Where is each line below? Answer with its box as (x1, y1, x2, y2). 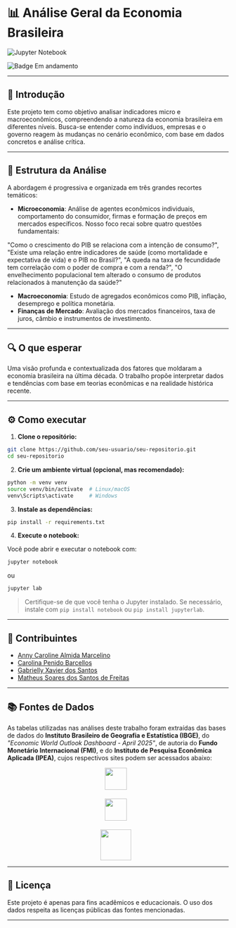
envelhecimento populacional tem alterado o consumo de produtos (7, 270, 202, 279)
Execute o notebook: (17, 531, 79, 539)
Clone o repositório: (17, 432, 77, 441)
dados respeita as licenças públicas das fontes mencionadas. (7, 905, 185, 914)
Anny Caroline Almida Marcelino (17, 651, 111, 659)
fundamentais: (17, 226, 60, 236)
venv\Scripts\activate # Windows (7, 492, 118, 499)
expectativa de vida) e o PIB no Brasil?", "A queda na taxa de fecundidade (7, 255, 221, 264)
